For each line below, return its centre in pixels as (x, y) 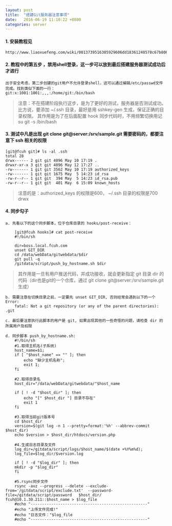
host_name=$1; (29, 351)
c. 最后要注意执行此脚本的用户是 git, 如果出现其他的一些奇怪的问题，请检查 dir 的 (84, 321)
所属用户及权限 (19, 326)
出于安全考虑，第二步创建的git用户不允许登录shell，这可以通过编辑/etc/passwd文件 (84, 83)
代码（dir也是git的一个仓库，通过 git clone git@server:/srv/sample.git (91, 280)
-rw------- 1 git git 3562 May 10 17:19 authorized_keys (67, 170)
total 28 (15, 156)
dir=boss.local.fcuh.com (41, 246)
